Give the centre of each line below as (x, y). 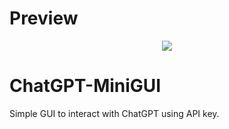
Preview (44, 18)
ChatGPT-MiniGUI (85, 86)
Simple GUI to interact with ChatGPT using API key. (114, 113)
